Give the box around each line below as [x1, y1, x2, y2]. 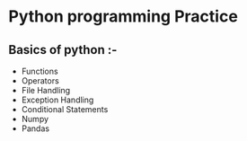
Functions [21, 66, 59, 76]
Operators [21, 75, 59, 86]
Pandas [21, 123, 50, 134]
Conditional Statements [21, 104, 109, 114]
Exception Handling [21, 94, 94, 105]
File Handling [21, 85, 71, 95]
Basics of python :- [8, 42, 118, 57]
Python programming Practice [8, 6, 239, 27]
